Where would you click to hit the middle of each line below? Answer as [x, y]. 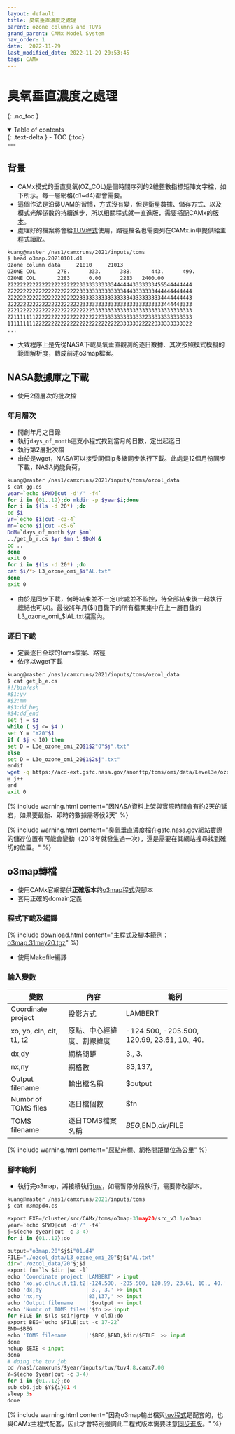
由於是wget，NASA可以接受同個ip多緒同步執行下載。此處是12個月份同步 [121, 458]
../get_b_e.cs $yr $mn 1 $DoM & [54, 539]
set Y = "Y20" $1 [31, 733]
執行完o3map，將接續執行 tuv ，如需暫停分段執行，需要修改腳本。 [112, 1186]
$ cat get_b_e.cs [33, 681]
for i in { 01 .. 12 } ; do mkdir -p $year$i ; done [73, 500]
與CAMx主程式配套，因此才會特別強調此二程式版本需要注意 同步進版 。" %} [115, 1423]
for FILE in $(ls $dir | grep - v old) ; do [65, 1316]
